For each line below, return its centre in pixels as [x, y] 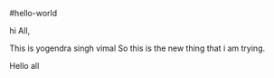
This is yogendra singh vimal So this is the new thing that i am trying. [137, 48]
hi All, [20, 30]
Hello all [24, 66]
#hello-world [33, 13]
